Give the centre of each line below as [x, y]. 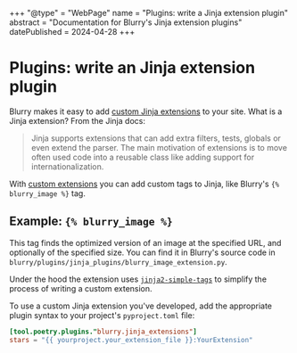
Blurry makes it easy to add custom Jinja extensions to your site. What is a [146, 111]
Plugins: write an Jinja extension [132, 68]
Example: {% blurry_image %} [91, 222]
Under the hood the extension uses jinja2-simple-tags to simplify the [138, 279]
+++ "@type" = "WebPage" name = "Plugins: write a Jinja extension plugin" [148, 13]
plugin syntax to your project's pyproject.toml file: [102, 315]
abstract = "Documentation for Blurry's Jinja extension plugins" [126, 22]
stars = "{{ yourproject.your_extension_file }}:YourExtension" [131, 340]
